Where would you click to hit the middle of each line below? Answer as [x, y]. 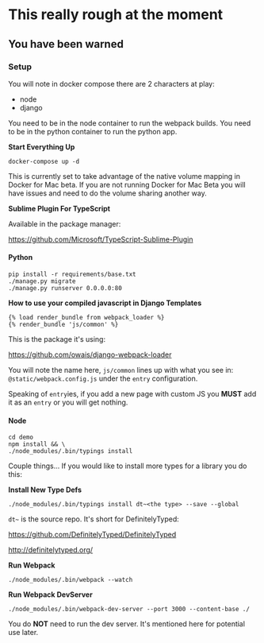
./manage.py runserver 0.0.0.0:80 [65, 289]
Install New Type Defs [45, 490]
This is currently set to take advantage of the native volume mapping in [124, 176]
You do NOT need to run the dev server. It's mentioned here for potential [127, 624]
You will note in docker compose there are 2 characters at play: [112, 83]
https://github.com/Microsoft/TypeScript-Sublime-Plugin [101, 239]
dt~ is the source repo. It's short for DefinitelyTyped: [94, 519]
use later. [23, 633]
